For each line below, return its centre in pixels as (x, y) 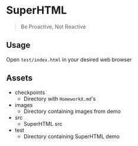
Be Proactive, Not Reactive (53, 27)
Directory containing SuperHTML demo (72, 136)
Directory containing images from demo (72, 111)
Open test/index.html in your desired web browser (69, 59)
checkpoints (30, 92)
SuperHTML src (43, 124)
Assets (19, 78)
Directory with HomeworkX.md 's (60, 99)
